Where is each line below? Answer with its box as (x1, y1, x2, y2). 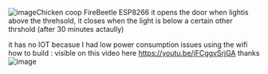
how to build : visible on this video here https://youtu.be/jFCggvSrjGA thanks (8, 49, 260, 57)
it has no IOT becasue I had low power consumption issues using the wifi (8, 40, 248, 49)
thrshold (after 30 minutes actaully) (8, 25, 124, 33)
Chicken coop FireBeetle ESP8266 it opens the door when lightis (36, 8, 249, 17)
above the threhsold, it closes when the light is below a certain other (8, 16, 233, 25)
